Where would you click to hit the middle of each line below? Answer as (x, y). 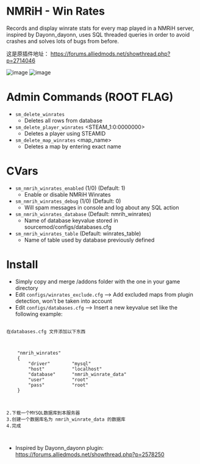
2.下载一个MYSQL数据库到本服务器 (43, 413)
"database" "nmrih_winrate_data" (77, 374)
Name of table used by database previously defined (89, 240)
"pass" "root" (58, 385)
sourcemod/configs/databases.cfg (68, 227)
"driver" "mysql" (60, 364)
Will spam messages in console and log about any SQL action (102, 207)
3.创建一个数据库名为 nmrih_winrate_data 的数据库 (66, 419)
